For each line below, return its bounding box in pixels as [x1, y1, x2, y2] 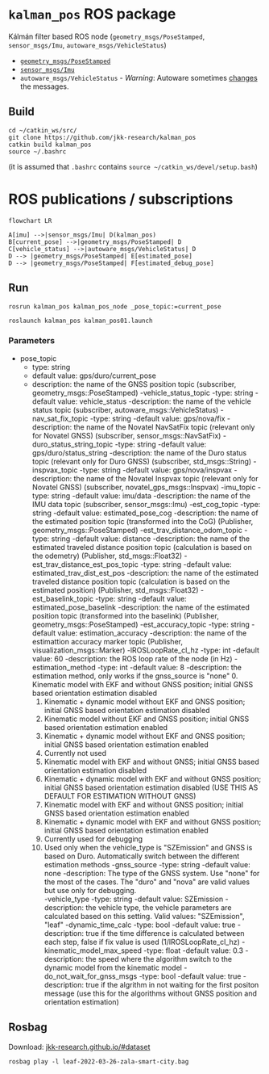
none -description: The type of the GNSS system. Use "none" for [43, 868, 260, 878]
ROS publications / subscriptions [8, 190, 234, 208]
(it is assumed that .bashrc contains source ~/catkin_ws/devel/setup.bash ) [8, 162, 258, 171]
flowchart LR [8, 216, 52, 224]
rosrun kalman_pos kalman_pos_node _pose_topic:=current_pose [8, 302, 221, 311]
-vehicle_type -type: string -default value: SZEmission [43, 894, 224, 904]
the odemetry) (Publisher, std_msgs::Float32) [31, 551, 183, 560]
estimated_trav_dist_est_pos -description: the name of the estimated [31, 568, 259, 577]
